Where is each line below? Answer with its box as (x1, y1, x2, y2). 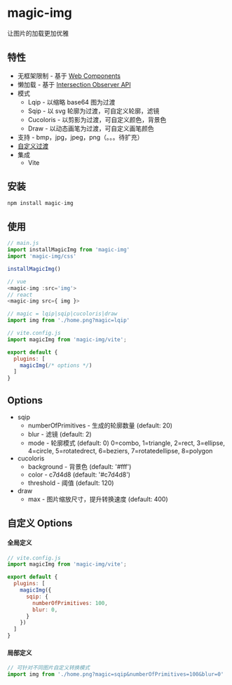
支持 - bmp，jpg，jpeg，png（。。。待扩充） (17, 133, 144, 141)
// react (7, 291, 33, 298)
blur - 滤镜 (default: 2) (27, 430, 93, 438)
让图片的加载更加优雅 (7, 29, 69, 37)
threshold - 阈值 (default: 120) (27, 479, 114, 487)
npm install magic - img (7, 199, 74, 206)
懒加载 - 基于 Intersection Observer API (17, 80, 131, 88)
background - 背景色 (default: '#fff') (27, 462, 132, 471)
